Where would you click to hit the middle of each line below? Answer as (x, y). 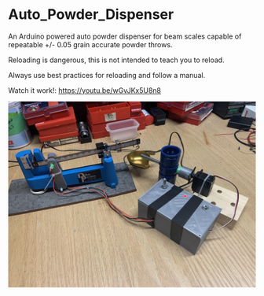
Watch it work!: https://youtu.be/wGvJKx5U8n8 (84, 90)
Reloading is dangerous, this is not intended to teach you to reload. (117, 60)
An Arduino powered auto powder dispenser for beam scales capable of (125, 36)
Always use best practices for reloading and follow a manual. (107, 75)
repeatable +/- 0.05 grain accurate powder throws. (90, 44)
